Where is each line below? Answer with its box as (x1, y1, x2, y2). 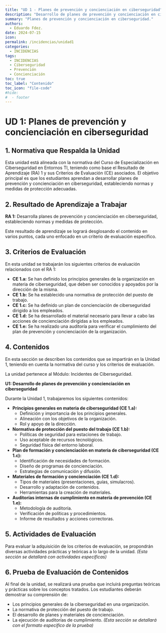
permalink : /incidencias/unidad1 (5, 40, 74, 45)
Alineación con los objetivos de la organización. (19, 415, 117, 421)
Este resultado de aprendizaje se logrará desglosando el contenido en (5, 229, 148, 234)
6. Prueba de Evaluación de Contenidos (5, 568, 129, 576)
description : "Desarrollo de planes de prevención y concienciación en (5, 12, 156, 17)
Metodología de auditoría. (19, 505, 73, 511)
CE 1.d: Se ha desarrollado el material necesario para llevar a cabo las (12, 313, 155, 319)
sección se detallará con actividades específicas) (5, 554, 107, 560)
